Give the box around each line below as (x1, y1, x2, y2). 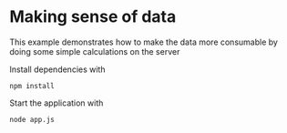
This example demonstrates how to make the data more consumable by (9, 36, 278, 47)
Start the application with (9, 97, 104, 108)
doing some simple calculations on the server (9, 46, 180, 56)
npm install (9, 81, 55, 90)
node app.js (9, 115, 55, 124)
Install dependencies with (9, 64, 106, 75)
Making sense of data (9, 6, 177, 27)
